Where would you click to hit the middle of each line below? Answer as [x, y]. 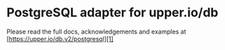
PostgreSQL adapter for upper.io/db [113, 13]
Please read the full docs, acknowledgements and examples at [96, 32]
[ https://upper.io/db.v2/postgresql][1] [60, 38]
